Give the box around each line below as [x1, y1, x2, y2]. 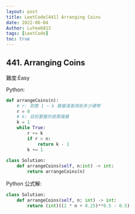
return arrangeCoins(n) [27, 169, 85, 175]
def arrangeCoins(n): [6, 97, 59, 103]
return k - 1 [37, 141, 69, 147]
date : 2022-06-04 [6, 19, 49, 25]
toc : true [6, 36, 31, 42]
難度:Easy [6, 74, 30, 81]
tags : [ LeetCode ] [6, 31, 49, 37]
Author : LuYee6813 [6, 25, 51, 31]
